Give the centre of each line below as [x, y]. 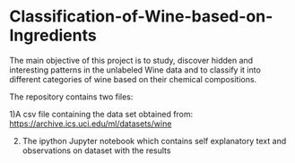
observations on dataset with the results [96, 150]
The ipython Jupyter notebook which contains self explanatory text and [154, 141]
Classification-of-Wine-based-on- [141, 17]
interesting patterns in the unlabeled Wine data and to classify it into [135, 70]
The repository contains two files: [71, 97]
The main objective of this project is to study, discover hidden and [131, 60]
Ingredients [53, 35]
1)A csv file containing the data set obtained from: [101, 114]
